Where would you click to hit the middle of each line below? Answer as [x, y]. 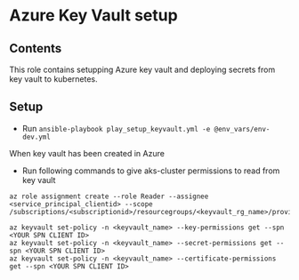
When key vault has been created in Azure [87, 153]
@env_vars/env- [242, 129]
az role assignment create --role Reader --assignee [109, 196]
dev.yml [36, 137]
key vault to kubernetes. [53, 79]
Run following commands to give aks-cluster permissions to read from [151, 171]
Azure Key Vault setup [93, 16]
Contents [36, 48]
